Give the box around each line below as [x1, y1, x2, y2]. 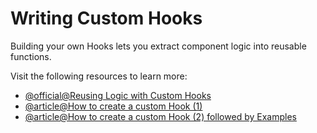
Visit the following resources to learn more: [10, 70, 188, 82]
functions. [10, 50, 52, 62]
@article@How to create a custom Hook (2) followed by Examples [24, 110, 297, 122]
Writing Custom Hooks [10, 7, 203, 30]
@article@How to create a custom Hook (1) [24, 100, 203, 112]
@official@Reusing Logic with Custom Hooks [24, 89, 212, 101]
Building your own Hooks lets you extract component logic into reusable [10, 40, 307, 52]
